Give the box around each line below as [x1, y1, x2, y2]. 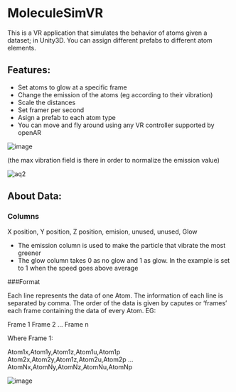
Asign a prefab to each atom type [17, 113, 116, 121]
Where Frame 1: [7, 334, 53, 342]
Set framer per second [17, 105, 85, 114]
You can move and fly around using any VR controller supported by [17, 121, 215, 129]
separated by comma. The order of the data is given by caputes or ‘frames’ [7, 299, 227, 307]
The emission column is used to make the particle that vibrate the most [17, 241, 226, 250]
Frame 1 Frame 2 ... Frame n [7, 320, 89, 329]
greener [17, 249, 41, 257]
